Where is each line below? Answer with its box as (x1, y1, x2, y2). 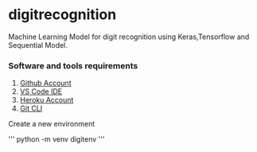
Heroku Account (19, 95, 74, 105)
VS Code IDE (19, 87, 62, 96)
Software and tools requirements (8, 60, 138, 71)
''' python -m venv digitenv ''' (8, 134, 105, 144)
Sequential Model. (8, 40, 68, 49)
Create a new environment (8, 119, 95, 129)
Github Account (19, 78, 72, 88)
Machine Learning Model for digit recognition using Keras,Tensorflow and (8, 32, 250, 41)
